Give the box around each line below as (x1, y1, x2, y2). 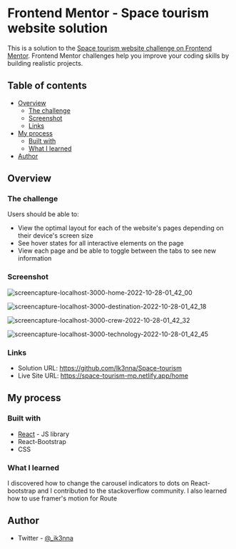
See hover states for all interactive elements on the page (17, 239, 184, 248)
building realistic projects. (7, 59, 83, 67)
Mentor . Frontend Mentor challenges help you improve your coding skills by (7, 51, 230, 60)
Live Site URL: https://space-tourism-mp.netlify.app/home (17, 371, 189, 380)
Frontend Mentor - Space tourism (7, 5, 209, 21)
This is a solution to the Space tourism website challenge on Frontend (7, 44, 212, 52)
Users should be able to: (7, 210, 80, 218)
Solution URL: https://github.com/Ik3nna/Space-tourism (17, 364, 182, 373)
